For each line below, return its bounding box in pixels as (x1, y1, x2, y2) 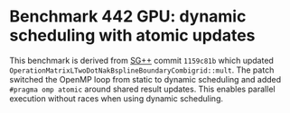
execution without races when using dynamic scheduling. (9, 92, 224, 104)
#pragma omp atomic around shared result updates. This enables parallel (9, 83, 276, 94)
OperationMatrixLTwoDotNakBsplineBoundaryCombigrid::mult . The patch (9, 65, 275, 75)
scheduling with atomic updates (9, 25, 256, 46)
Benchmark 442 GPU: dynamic (9, 6, 247, 27)
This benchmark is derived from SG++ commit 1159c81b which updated (9, 55, 274, 65)
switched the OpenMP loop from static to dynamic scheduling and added (9, 74, 282, 84)
